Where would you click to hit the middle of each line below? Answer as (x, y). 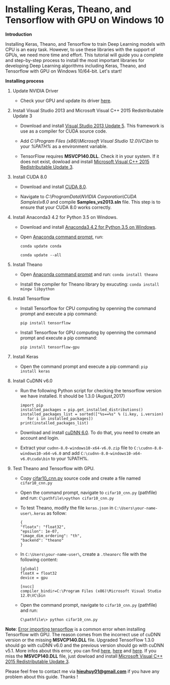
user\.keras (33, 513)
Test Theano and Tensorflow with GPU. (54, 468)
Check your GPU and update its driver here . (66, 101)
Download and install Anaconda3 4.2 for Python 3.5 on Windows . (88, 227)
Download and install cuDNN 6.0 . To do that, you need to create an (90, 432)
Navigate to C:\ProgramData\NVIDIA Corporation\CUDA (78, 196)
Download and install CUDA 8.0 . (54, 186)
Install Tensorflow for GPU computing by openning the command (88, 332)
